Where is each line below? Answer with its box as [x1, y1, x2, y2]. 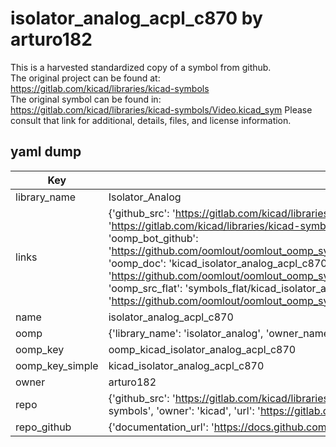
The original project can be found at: [10, 72, 161, 84]
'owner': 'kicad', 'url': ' [156, 403, 261, 417]
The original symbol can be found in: [10, 93, 162, 105]
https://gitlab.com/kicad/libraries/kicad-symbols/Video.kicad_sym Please [10, 103, 313, 116]
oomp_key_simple [15, 358, 99, 372]
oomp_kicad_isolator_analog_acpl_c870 [108, 342, 297, 356]
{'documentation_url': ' [108, 420, 215, 434]
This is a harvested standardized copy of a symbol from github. [10, 61, 272, 73]
